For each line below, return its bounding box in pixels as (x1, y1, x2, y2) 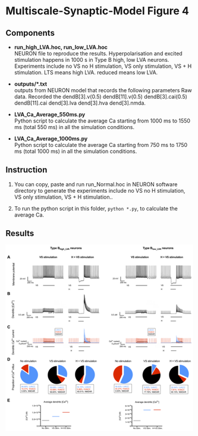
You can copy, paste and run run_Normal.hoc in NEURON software (14, 180, 178, 188)
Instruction (5, 165, 48, 175)
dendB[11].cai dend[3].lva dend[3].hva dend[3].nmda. (14, 99, 146, 106)
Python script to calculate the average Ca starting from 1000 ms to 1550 (14, 117, 191, 124)
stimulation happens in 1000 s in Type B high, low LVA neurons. (14, 57, 169, 63)
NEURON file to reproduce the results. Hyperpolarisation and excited (14, 50, 183, 57)
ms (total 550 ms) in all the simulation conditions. (14, 124, 135, 130)
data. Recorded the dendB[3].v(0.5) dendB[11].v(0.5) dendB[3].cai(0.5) (14, 93, 188, 100)
